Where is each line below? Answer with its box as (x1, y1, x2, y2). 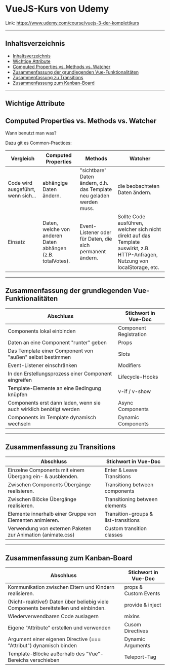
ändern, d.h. (79, 179, 109, 186)
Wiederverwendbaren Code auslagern (8, 613, 99, 620)
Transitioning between (104, 495, 158, 502)
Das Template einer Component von (8, 347, 94, 354)
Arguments (124, 642, 151, 649)
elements (104, 502, 127, 509)
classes (104, 531, 123, 538)
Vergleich (11, 155, 35, 162)
